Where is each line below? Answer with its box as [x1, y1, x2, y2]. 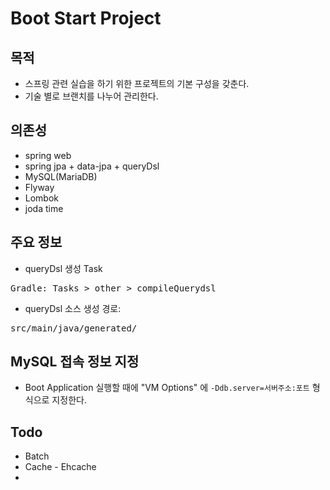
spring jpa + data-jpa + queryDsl [24, 160, 160, 172]
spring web [24, 149, 72, 161]
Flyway [24, 181, 55, 193]
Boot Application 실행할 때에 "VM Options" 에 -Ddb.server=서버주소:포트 [24, 382, 310, 394]
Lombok [24, 192, 60, 204]
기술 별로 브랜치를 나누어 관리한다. [24, 90, 159, 102]
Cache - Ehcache [24, 461, 97, 473]
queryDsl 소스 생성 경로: [24, 302, 122, 314]
